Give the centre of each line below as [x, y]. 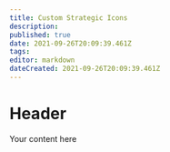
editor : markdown [42, 60]
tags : [20, 52]
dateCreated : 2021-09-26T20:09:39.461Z [85, 69]
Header [38, 114]
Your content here [43, 138]
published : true [40, 35]
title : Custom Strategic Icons [69, 18]
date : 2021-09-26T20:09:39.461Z [70, 43]
